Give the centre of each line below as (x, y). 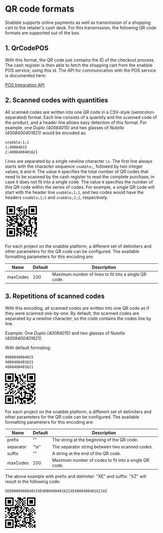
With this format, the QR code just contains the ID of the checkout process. (80, 60)
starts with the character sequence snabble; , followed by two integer (74, 166)
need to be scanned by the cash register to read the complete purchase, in (80, 177)
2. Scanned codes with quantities (57, 100)
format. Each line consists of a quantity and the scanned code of (92, 117)
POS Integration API (25, 85)
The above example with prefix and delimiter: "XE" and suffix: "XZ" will (76, 476)
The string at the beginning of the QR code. (95, 440)
